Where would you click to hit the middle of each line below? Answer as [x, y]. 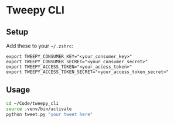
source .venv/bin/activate [39, 109]
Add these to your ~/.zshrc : [40, 46]
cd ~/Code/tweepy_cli [33, 103]
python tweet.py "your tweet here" [50, 114]
